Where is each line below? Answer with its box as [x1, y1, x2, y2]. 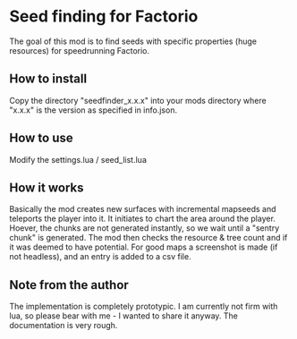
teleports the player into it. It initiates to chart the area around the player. [9, 213, 276, 225]
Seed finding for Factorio [9, 6, 199, 27]
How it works [9, 180, 84, 195]
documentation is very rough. [9, 320, 118, 331]
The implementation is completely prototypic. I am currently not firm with [9, 301, 278, 312]
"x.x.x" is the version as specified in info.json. [9, 105, 177, 115]
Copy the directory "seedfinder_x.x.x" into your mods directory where [9, 95, 267, 106]
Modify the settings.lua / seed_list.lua [9, 154, 148, 165]
